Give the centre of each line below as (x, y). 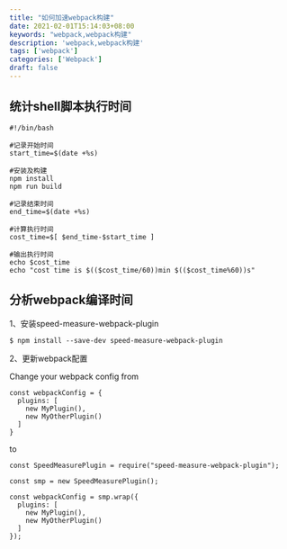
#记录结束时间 (31, 203)
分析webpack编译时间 (71, 300)
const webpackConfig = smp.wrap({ (74, 497)
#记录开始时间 (31, 145)
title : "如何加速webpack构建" (62, 18)
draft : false (34, 68)
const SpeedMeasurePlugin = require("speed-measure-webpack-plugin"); (144, 465)
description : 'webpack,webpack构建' (76, 43)
